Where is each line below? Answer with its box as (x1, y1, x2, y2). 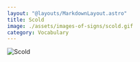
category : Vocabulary (7, 29, 69, 36)
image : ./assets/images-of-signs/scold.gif (7, 22, 134, 29)
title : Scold (7, 16, 45, 23)
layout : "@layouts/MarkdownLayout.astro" (7, 10, 128, 17)
